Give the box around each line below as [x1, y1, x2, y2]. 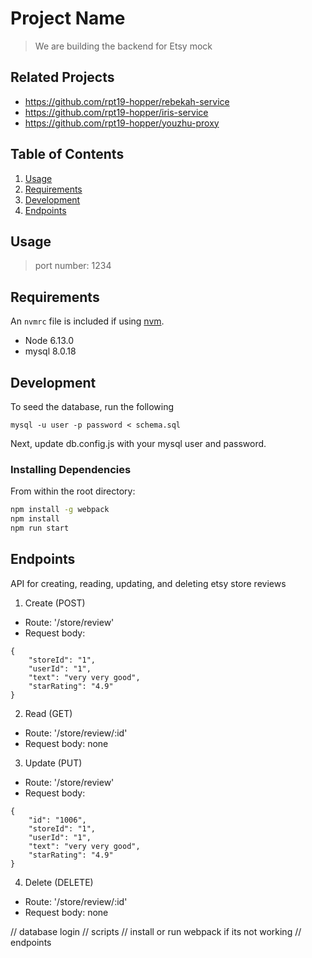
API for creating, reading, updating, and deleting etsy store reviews [10, 577, 287, 589]
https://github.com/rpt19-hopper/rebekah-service [24, 95, 230, 107]
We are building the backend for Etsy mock [34, 40, 213, 52]
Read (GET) [24, 707, 73, 719]
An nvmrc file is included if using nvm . [10, 315, 165, 327]
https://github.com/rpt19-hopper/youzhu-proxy [24, 117, 220, 129]
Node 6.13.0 [24, 335, 74, 347]
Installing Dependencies [10, 462, 132, 476]
